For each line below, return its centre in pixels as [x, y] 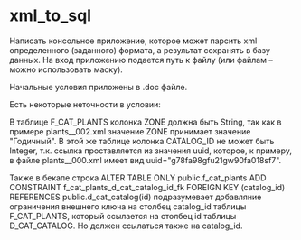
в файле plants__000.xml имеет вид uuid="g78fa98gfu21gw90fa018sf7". [146, 160]
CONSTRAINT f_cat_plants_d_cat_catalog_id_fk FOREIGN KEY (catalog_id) [147, 187]
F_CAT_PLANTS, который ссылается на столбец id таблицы [123, 216]
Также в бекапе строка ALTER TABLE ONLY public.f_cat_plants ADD [138, 178]
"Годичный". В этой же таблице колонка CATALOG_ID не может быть [142, 141]
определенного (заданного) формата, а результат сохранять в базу [140, 50]
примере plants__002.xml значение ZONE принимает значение [130, 131]
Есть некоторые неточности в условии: [85, 104]
